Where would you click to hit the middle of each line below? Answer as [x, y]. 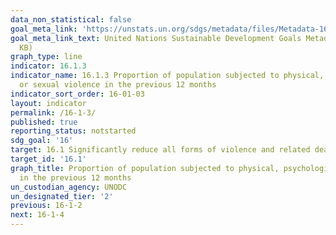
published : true [44, 122]
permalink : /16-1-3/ [53, 112]
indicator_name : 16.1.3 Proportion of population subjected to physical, [167, 76]
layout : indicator [48, 103]
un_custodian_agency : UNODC [69, 187]
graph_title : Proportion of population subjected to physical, [145, 168]
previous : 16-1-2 [46, 206]
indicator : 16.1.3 [48, 66]
